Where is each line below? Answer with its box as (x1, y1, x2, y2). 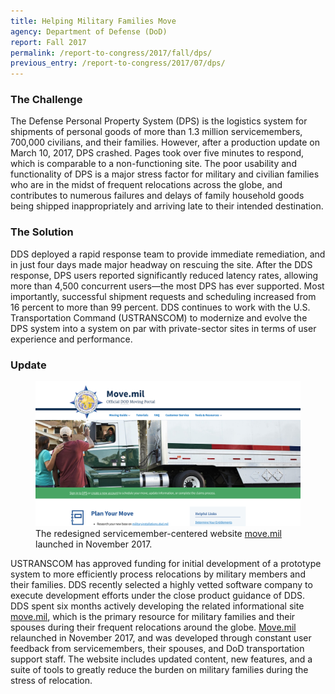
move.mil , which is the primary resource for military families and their (10, 611, 296, 623)
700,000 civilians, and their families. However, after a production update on (10, 136, 320, 149)
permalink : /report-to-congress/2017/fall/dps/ (10, 48, 213, 58)
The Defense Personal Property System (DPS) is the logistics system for (10, 115, 308, 127)
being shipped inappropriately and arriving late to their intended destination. (10, 200, 324, 212)
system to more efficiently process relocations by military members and (10, 568, 306, 580)
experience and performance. (10, 333, 133, 345)
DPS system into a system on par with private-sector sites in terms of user (10, 322, 317, 334)
